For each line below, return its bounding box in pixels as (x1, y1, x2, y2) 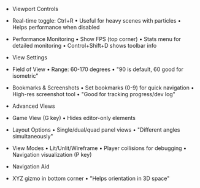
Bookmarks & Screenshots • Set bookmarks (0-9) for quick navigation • (12, 84, 194, 91)
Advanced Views (12, 102, 55, 110)
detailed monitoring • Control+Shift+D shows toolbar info (12, 42, 157, 49)
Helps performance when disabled (12, 24, 100, 31)
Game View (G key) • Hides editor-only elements (12, 115, 136, 121)
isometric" (12, 72, 39, 79)
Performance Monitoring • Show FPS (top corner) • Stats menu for (12, 36, 181, 42)
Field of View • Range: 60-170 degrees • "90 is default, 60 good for (12, 66, 184, 73)
